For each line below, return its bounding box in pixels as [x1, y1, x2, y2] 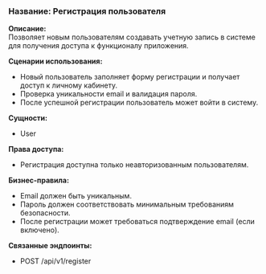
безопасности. [19, 208, 71, 218]
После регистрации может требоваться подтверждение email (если [19, 217, 256, 227]
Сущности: [8, 113, 48, 123]
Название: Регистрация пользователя [8, 6, 166, 17]
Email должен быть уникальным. [19, 191, 133, 201]
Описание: [8, 24, 47, 34]
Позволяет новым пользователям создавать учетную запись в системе [8, 32, 256, 42]
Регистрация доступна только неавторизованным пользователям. [19, 160, 249, 170]
